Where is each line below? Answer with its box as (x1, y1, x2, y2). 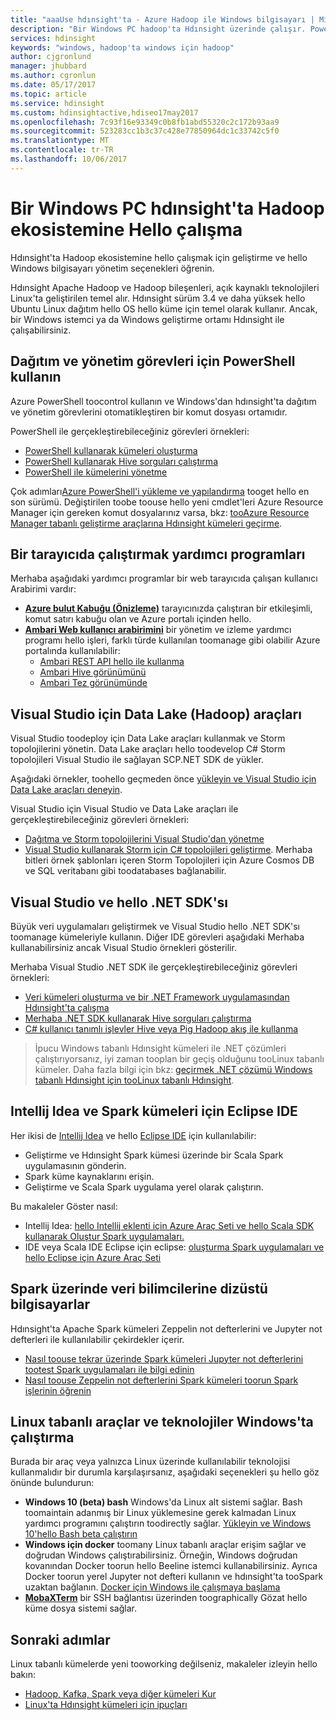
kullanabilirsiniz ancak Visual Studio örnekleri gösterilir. (10, 941, 237, 953)
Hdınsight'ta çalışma (24, 1001, 110, 1013)
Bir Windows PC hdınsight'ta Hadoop (10, 197, 325, 220)
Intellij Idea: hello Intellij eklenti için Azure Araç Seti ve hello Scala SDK (24, 1219, 315, 1231)
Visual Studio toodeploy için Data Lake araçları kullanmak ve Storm (10, 732, 286, 745)
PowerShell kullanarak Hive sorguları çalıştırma (24, 455, 218, 467)
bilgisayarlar (10, 1296, 91, 1313)
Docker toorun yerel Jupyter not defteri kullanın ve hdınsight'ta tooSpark (24, 1571, 324, 1583)
